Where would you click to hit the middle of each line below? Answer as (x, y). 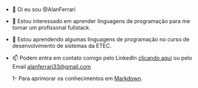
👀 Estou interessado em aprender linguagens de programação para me (101, 21)
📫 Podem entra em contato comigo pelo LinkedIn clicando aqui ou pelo (102, 58)
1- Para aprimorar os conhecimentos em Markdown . (77, 78)
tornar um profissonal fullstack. (51, 28)
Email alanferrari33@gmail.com (51, 66)
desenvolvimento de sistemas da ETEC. (62, 46)
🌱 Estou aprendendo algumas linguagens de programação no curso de (101, 39)
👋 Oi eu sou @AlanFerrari (44, 9)
